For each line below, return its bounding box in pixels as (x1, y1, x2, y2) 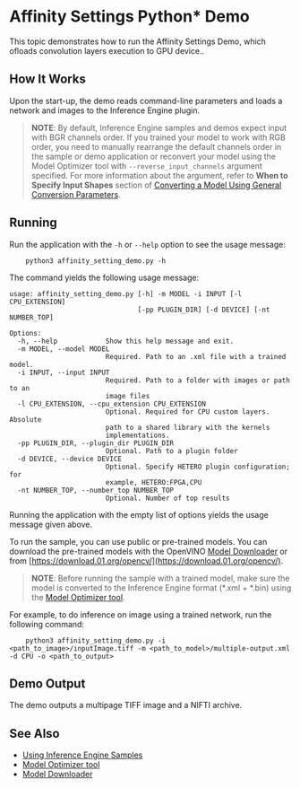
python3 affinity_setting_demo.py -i (25, 635, 167, 645)
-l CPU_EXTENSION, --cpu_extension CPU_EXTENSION (17, 399, 206, 408)
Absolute (9, 415, 42, 424)
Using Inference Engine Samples (21, 749, 143, 760)
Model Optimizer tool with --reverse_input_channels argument (30, 160, 262, 171)
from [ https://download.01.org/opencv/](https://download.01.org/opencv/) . (9, 555, 284, 566)
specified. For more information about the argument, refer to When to (30, 170, 288, 180)
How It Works (9, 72, 87, 87)
